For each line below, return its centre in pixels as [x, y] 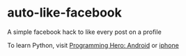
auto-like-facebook [64, 13]
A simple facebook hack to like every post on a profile [84, 32]
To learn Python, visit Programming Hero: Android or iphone [93, 45]
